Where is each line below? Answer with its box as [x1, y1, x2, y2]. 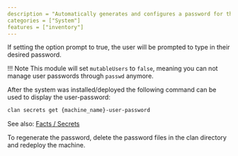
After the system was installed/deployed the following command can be [7, 86, 217, 94]
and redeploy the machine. [7, 141, 86, 150]
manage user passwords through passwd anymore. [7, 72, 154, 80]
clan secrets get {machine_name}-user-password [7, 107, 151, 114]
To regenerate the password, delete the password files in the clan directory [7, 133, 227, 142]
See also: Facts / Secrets [7, 120, 80, 128]
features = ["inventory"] [7, 23, 84, 30]
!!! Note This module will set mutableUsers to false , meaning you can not [7, 65, 218, 73]
